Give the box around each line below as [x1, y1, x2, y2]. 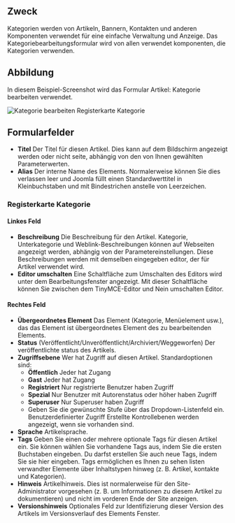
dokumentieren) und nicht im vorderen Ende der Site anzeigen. [17, 494, 199, 503]
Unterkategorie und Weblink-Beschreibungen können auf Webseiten [17, 240, 215, 248]
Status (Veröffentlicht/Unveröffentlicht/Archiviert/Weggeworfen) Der [17, 338, 215, 347]
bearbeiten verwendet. [7, 92, 73, 101]
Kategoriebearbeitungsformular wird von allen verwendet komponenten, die [7, 38, 226, 48]
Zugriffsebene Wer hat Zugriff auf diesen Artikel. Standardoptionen [17, 353, 213, 361]
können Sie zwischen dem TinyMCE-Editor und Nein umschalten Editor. [17, 285, 224, 293]
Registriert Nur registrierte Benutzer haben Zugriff [27, 382, 174, 391]
